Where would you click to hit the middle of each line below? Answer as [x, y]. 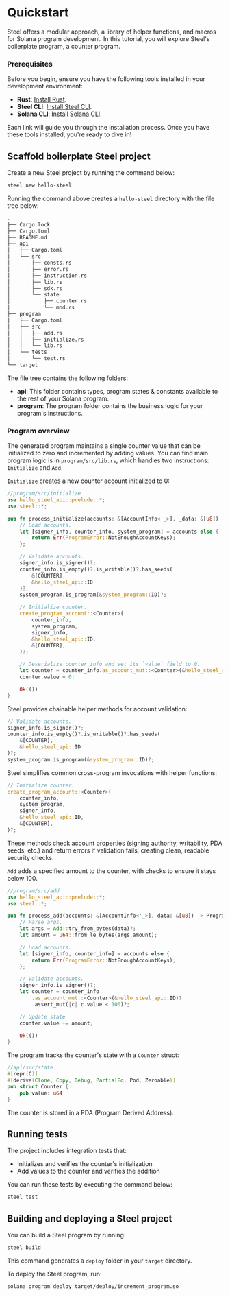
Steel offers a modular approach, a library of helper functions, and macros [112, 32]
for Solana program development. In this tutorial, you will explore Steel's [108, 38]
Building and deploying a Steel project [90, 1218]
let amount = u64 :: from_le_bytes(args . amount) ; [88, 935]
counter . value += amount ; [56, 1023]
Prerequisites [30, 64]
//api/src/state [30, 1068]
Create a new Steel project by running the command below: [91, 173]
